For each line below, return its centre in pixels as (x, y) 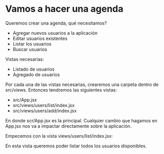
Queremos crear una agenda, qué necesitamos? (56, 23)
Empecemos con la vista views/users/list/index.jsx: (59, 136)
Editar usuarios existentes (40, 38)
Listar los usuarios (32, 43)
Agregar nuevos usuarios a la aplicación (55, 33)
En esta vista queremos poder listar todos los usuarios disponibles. (76, 146)
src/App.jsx (25, 100)
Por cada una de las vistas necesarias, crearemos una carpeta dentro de (82, 84)
